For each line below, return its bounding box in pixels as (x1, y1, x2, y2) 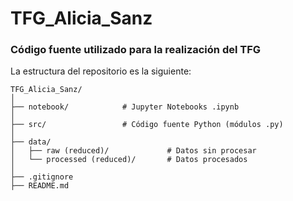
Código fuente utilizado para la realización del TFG (10, 43, 262, 57)
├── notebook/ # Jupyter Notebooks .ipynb (10, 102, 240, 112)
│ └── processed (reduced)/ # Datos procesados (10, 155, 248, 165)
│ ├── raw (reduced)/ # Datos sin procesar (10, 146, 257, 156)
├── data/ (10, 137, 52, 147)
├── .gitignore (10, 172, 74, 182)
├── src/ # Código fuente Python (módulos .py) (10, 120, 284, 130)
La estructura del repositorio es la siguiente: (10, 65, 192, 77)
